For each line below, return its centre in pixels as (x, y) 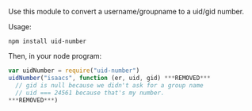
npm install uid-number (48, 41)
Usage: (20, 27)
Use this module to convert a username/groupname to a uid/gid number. (126, 11)
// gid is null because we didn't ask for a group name (109, 85)
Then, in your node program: (55, 56)
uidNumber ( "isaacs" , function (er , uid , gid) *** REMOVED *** (110, 78)
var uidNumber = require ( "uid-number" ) (74, 71)
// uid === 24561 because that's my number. (90, 93)
